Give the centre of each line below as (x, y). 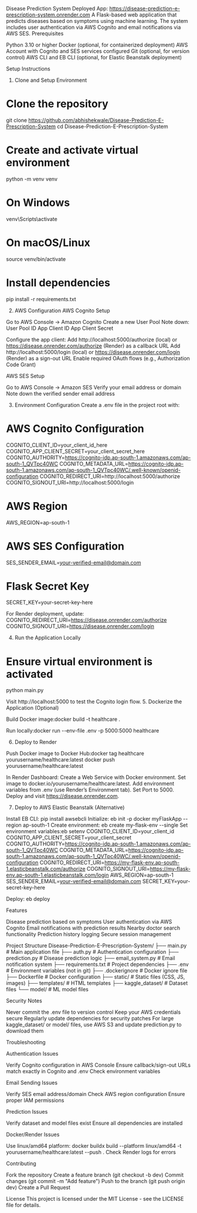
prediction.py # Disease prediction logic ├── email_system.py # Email (91, 958)
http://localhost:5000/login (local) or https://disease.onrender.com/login (93, 352)
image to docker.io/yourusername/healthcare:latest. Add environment (90, 784)
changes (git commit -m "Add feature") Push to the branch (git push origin (96, 1181)
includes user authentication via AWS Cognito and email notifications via (94, 27)
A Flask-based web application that (134, 15)
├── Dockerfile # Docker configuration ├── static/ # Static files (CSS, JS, (96, 977)
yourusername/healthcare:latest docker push (61, 760)
